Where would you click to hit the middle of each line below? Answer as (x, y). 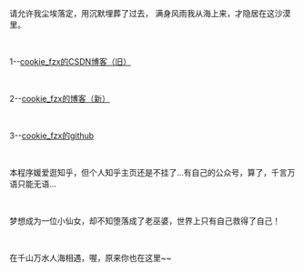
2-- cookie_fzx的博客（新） (60, 99)
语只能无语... (33, 184)
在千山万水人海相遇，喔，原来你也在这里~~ (91, 258)
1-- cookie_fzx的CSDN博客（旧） (71, 61)
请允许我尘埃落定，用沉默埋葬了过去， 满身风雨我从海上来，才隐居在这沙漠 (150, 13)
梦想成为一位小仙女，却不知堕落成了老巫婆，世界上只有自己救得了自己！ (145, 221)
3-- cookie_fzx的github (52, 136)
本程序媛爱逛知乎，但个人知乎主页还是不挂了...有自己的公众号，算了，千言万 (152, 172)
